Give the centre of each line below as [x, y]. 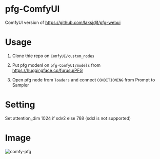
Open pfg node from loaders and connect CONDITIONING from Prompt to [83, 79]
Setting [20, 105]
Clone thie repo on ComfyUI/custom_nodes [53, 56]
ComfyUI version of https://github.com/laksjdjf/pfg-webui [63, 22]
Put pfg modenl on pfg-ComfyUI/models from [56, 65]
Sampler [20, 85]
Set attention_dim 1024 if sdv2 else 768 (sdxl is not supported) [68, 118]
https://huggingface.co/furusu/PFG [47, 70]
